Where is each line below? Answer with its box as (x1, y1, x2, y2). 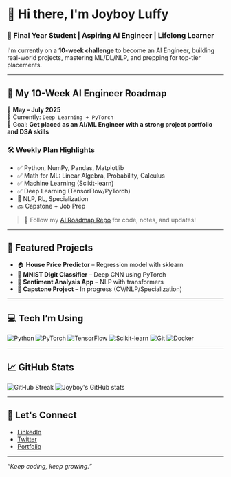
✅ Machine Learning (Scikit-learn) (16, 179, 114, 187)
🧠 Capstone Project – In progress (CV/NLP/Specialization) (16, 285, 182, 293)
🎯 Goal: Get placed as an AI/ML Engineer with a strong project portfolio (7, 120, 213, 129)
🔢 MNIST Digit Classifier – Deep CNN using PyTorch (16, 271, 166, 279)
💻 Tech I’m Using (7, 312, 84, 324)
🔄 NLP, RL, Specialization (16, 194, 89, 202)
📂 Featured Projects (7, 242, 93, 253)
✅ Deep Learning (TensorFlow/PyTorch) (16, 187, 131, 195)
